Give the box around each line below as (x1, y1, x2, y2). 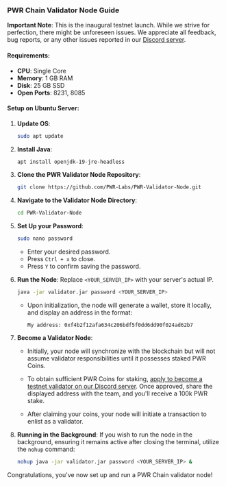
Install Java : (16, 145, 53, 153)
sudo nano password (16, 235, 73, 242)
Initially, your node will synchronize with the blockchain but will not (27, 347, 216, 355)
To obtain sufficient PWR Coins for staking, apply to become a (27, 374, 203, 382)
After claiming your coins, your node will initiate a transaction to (27, 410, 208, 418)
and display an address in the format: (27, 308, 132, 317)
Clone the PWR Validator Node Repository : (16, 171, 141, 179)
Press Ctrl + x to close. (27, 255, 96, 263)
